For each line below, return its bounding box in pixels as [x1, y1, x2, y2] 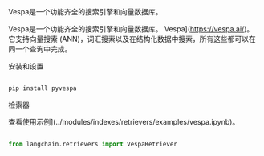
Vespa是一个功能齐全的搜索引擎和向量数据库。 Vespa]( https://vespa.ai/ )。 [8, 24, 254, 34]
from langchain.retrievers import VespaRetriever [8, 140, 178, 148]
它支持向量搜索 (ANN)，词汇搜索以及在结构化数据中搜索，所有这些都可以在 [8, 35, 256, 43]
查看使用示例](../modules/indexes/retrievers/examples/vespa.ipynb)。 [8, 117, 240, 126]
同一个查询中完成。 [8, 44, 72, 54]
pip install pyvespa [8, 84, 78, 92]
